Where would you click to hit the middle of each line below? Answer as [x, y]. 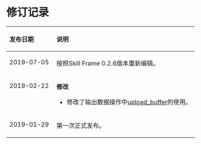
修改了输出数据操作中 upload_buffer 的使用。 [129, 102]
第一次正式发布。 [81, 125]
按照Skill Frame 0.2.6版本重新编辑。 [108, 63]
